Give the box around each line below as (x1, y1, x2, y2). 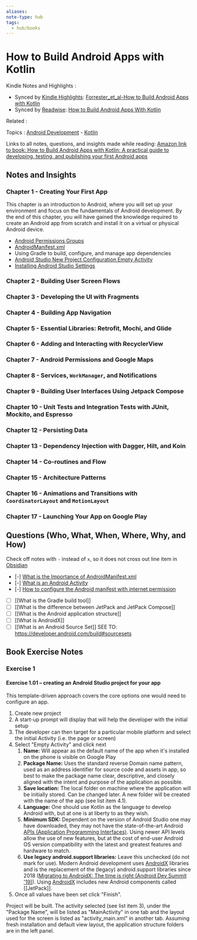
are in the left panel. (6, 927, 55, 935)
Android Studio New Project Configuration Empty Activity (14, 256, 153, 263)
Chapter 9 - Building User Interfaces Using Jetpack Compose (6, 387, 184, 396)
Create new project (14, 710, 62, 717)
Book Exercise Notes (6, 647, 83, 657)
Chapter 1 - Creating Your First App (6, 188, 108, 196)
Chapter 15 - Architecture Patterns (6, 473, 107, 481)
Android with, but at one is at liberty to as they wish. (23, 809, 150, 817)
